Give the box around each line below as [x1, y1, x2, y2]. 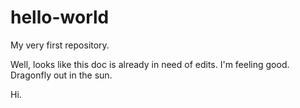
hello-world [10, 6, 110, 29]
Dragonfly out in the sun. [10, 69, 113, 81]
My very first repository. [10, 39, 110, 51]
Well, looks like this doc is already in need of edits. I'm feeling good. [10, 58, 290, 70]
